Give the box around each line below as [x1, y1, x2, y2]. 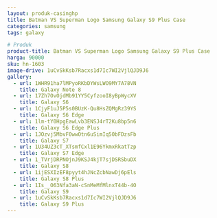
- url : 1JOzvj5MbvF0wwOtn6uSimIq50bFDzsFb [13, 131, 137, 138]
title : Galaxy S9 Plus [19, 201, 84, 208]
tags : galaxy [7, 29, 45, 36]
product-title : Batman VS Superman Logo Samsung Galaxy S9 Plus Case [7, 48, 211, 55]
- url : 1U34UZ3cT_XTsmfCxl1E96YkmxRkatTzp [13, 143, 137, 151]
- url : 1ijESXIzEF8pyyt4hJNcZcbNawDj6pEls [13, 169, 137, 175]
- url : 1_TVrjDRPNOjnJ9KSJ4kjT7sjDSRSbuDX [13, 156, 137, 163]
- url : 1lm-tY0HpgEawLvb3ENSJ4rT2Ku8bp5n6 [13, 118, 137, 125]
